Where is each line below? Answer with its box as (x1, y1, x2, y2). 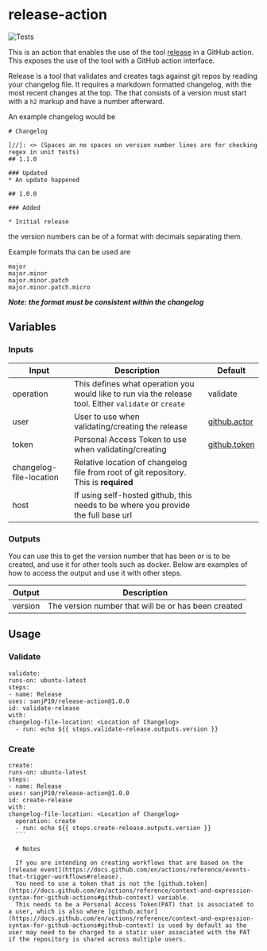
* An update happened (8, 176, 80, 184)
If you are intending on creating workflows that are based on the (15, 859, 244, 867)
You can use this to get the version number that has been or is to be (8, 551, 230, 561)
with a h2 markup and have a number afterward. (8, 96, 165, 106)
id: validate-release (8, 704, 80, 712)
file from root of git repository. (74, 467, 187, 478)
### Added (8, 204, 41, 212)
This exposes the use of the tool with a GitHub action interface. (8, 56, 215, 65)
